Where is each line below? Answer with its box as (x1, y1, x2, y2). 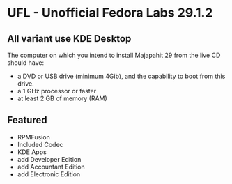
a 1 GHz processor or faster (17, 87, 96, 95)
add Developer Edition (17, 155, 82, 163)
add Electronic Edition (17, 169, 81, 178)
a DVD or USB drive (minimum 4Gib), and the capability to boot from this (17, 72, 226, 80)
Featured (7, 114, 47, 126)
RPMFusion (17, 132, 50, 141)
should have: (7, 59, 44, 67)
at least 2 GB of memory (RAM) (17, 94, 108, 102)
